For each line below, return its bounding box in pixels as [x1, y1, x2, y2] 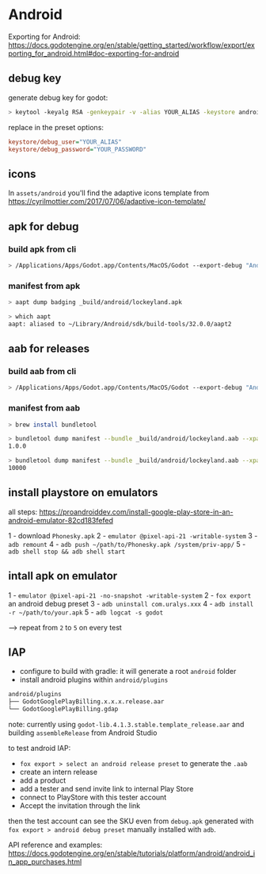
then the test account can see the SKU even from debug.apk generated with [8, 816, 254, 826]
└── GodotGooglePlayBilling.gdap [8, 705, 119, 714]
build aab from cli [8, 365, 77, 376]
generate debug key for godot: [8, 93, 108, 102]
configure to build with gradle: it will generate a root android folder [19, 667, 237, 676]
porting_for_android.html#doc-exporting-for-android [8, 48, 180, 58]
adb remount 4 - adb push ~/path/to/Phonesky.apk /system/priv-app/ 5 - [8, 539, 246, 549]
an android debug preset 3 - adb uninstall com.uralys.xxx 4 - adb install [8, 599, 254, 608]
